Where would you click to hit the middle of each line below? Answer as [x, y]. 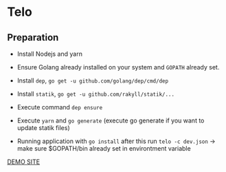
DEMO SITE [24, 162]
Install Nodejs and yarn [49, 54]
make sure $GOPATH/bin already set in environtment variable [104, 148]
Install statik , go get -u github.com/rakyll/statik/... [96, 94]
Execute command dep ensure [60, 107]
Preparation [33, 37]
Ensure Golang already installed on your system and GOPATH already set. [118, 67]
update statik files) [43, 128]
